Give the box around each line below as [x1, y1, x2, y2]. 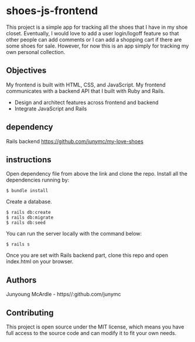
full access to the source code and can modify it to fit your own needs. [6, 330, 177, 336]
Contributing [6, 307, 54, 318]
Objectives [6, 66, 47, 76]
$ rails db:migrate [6, 214, 54, 221]
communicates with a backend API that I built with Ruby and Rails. [6, 87, 165, 95]
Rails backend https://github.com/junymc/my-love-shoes [6, 138, 143, 145]
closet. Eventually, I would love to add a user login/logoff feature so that [6, 29, 179, 36]
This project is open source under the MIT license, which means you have [6, 323, 184, 330]
